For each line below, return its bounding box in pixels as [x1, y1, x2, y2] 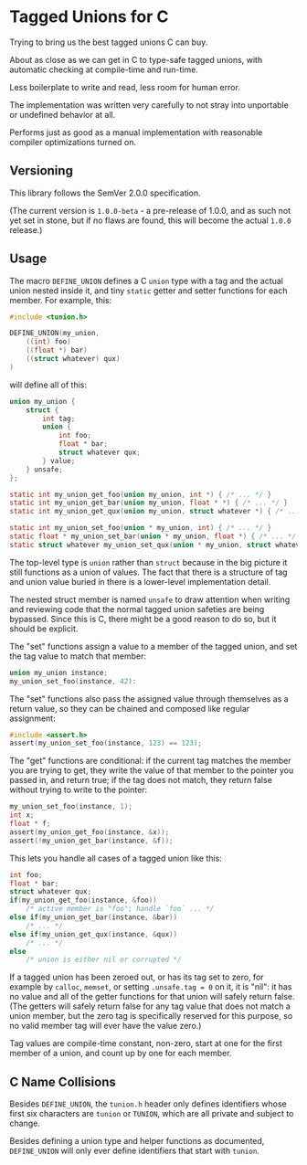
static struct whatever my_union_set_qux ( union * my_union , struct [9, 540, 272, 549]
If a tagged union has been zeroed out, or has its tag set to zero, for [9, 971, 264, 983]
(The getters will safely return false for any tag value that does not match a [9, 1001, 291, 1011]
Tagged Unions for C [9, 6, 169, 27]
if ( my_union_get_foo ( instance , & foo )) [9, 895, 157, 906]
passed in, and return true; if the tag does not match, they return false [9, 775, 272, 786]
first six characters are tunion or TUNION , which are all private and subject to [9, 1108, 294, 1119]
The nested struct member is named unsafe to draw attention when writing [9, 594, 291, 605]
